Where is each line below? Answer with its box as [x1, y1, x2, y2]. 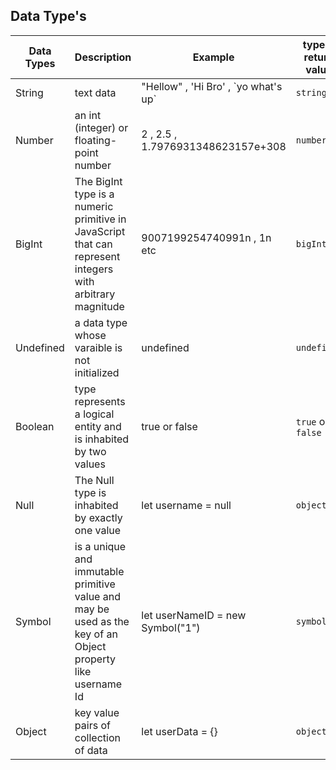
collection [74, 730, 121, 744]
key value [74, 705, 120, 719]
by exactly [74, 510, 123, 524]
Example [192, 50, 235, 64]
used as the [74, 614, 130, 628]
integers [74, 262, 114, 276]
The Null [74, 473, 115, 487]
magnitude [74, 299, 125, 313]
